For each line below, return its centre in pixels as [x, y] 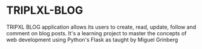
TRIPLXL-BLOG [45, 10]
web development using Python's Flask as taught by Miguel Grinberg [92, 39]
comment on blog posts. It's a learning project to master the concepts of [96, 33]
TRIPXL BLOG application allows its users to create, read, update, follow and [101, 27]
